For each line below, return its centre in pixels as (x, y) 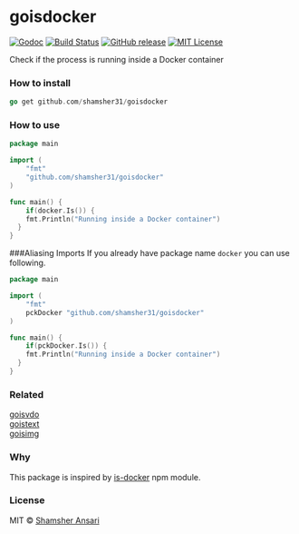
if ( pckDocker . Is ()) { (66, 346)
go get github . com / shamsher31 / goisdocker (89, 102)
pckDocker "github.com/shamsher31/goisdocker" (115, 312)
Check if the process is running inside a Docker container (117, 59)
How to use (35, 125)
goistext (24, 424)
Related (27, 394)
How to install (40, 83)
